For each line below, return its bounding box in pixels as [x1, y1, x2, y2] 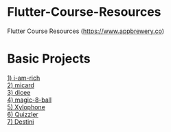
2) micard [7, 80, 34, 89]
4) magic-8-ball [7, 96, 52, 104]
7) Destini [7, 118, 34, 126]
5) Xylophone [7, 102, 46, 111]
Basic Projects [7, 51, 91, 67]
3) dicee [7, 88, 31, 96]
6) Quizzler [7, 110, 39, 118]
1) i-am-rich [7, 74, 41, 82]
